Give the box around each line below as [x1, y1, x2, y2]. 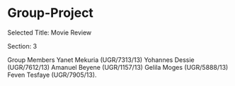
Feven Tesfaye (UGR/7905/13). [7, 70, 97, 79]
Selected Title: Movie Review [7, 28, 92, 37]
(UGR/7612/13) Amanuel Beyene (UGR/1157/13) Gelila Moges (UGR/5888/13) [7, 63, 229, 71]
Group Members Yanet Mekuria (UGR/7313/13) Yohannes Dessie [7, 55, 195, 64]
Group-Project [7, 5, 94, 21]
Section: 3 [7, 42, 38, 50]
